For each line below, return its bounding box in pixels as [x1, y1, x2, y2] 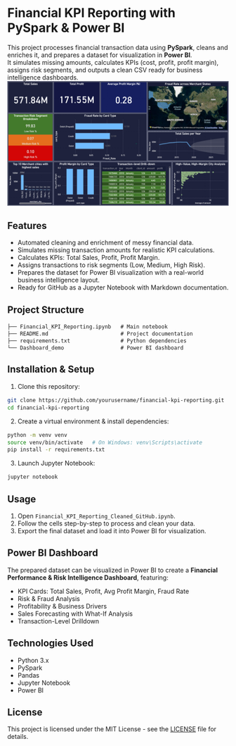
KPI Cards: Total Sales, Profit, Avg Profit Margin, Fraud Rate [17, 587, 190, 595]
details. [7, 733, 29, 741]
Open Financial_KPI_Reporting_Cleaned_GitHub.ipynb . [17, 511, 176, 520]
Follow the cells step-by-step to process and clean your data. [17, 519, 195, 528]
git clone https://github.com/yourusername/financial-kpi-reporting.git [7, 397, 225, 404]
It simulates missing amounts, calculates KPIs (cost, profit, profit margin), [7, 58, 219, 66]
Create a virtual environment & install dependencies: [17, 417, 169, 425]
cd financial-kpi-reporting [7, 404, 90, 411]
